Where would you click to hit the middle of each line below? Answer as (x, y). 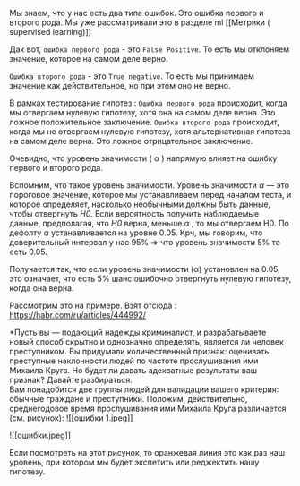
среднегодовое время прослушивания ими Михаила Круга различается (148, 408)
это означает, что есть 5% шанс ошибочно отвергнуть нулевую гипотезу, (150, 278)
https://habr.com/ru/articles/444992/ (77, 315)
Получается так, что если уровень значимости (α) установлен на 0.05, (145, 269)
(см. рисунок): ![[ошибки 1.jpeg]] (71, 418)
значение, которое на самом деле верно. (89, 59)
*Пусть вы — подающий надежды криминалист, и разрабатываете (138, 332)
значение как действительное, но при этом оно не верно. (120, 85)
